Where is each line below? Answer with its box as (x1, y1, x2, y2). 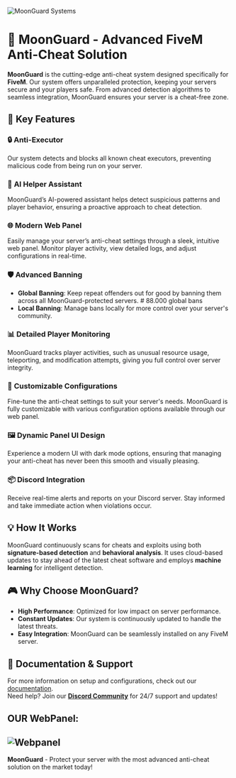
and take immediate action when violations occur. (7, 501, 152, 510)
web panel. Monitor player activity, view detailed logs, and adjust (7, 244, 197, 253)
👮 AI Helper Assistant (7, 179, 82, 189)
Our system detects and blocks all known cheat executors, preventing (7, 153, 211, 163)
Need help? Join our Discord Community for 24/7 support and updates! (7, 692, 218, 701)
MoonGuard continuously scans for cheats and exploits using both (7, 540, 202, 549)
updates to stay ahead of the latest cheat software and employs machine (7, 556, 222, 564)
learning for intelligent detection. (7, 563, 104, 571)
